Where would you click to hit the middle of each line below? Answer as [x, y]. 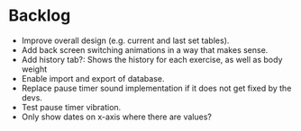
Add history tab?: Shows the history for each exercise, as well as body [152, 59]
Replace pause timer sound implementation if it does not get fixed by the [156, 88]
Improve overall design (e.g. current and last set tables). [125, 40]
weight [34, 69]
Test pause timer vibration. [71, 107]
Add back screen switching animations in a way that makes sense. [145, 49]
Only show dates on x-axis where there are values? [117, 117]
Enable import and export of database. [93, 78]
